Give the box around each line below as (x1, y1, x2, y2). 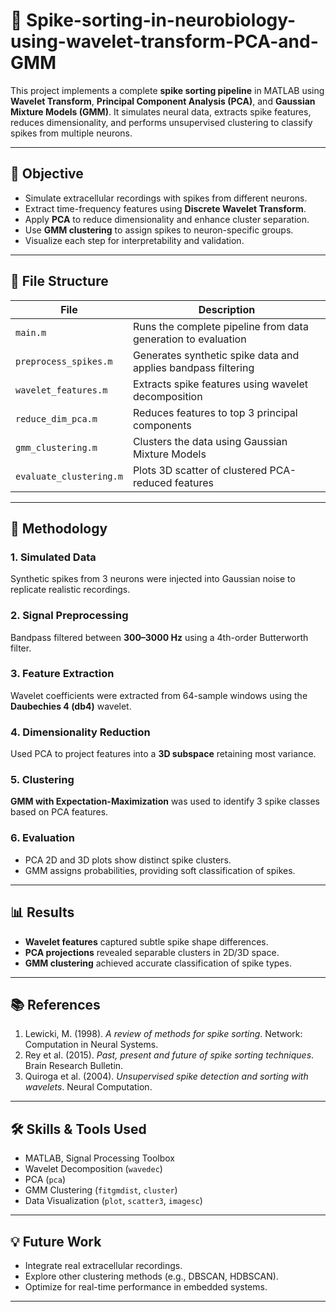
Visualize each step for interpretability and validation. (24, 234, 245, 246)
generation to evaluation (132, 332, 247, 346)
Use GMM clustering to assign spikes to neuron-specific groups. (24, 224, 294, 236)
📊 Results (10, 904, 75, 921)
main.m (15, 327, 47, 338)
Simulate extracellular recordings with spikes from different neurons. (24, 192, 308, 204)
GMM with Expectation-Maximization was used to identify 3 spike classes (10, 795, 320, 808)
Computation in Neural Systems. (24, 1039, 159, 1051)
